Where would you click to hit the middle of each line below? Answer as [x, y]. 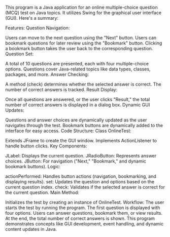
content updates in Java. [31, 229]
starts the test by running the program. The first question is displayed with [83, 208]
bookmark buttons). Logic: [33, 166]
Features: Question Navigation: [38, 28]
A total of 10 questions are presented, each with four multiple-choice [77, 64]
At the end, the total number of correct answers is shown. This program [80, 218]
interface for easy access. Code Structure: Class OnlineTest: [69, 131]
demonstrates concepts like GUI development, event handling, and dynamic [84, 224]
